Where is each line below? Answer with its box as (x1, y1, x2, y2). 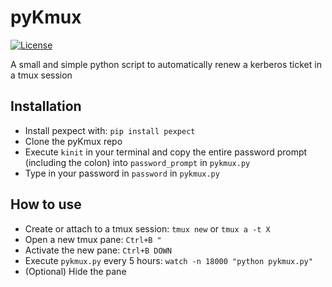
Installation (10, 98, 82, 115)
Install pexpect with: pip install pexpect (24, 124, 196, 136)
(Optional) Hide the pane (24, 265, 127, 277)
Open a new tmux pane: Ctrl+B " (24, 233, 162, 245)
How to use (10, 196, 82, 213)
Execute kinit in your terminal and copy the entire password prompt (24, 146, 308, 158)
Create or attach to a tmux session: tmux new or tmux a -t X (24, 222, 271, 235)
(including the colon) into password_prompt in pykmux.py (24, 156, 251, 168)
